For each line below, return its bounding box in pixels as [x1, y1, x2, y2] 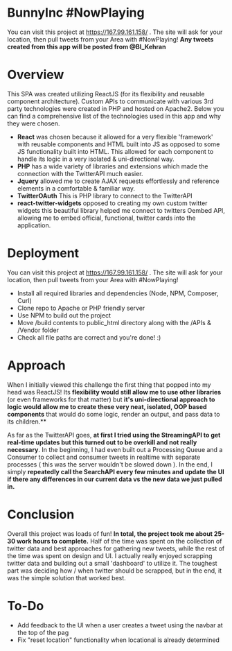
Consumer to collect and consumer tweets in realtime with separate [7, 453, 201, 461]
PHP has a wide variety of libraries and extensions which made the [17, 162, 208, 171]
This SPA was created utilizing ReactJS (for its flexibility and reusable [7, 89, 205, 98]
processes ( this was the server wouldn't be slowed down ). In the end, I [7, 460, 213, 469]
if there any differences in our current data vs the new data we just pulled [7, 475, 223, 483]
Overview [7, 67, 64, 83]
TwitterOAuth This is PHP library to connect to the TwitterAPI [17, 191, 193, 200]
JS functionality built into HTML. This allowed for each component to [17, 147, 214, 155]
